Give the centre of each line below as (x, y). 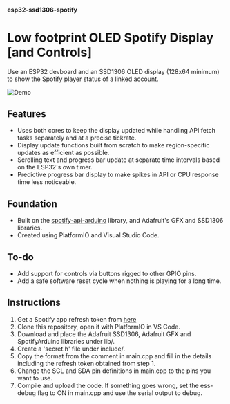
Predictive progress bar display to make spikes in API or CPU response (118, 175)
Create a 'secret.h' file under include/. (71, 349)
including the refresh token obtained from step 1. (86, 363)
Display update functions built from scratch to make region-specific (113, 145)
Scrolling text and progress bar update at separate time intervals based (118, 160)
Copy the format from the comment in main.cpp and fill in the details (114, 356)
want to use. (35, 378)
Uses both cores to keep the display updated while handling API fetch (116, 131)
